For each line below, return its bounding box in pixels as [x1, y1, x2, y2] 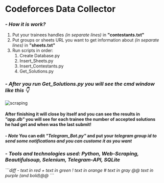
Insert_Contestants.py [19, 63, 64, 69]
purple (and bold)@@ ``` [5, 173, 54, 179]
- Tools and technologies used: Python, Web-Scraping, [5, 150, 139, 157]
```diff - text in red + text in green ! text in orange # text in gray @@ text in [5, 167, 154, 173]
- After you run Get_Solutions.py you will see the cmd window [5, 81, 155, 88]
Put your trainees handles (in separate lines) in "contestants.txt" [12, 32, 144, 38]
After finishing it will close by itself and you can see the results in [5, 111, 141, 117]
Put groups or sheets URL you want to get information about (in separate [12, 37, 159, 43]
